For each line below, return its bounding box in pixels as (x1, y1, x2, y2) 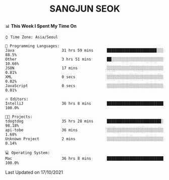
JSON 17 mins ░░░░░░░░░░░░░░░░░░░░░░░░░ (5, 66, 164, 71)
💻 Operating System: (5, 150, 50, 156)
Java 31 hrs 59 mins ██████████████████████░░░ (5, 48, 164, 53)
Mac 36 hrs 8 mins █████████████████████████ (5, 156, 164, 161)
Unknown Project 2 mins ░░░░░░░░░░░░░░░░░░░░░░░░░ (5, 137, 164, 142)
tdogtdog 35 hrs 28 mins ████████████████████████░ (5, 119, 164, 124)
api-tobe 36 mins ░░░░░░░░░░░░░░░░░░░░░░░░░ (5, 127, 164, 133)
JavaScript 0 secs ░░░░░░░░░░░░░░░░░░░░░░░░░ (5, 83, 164, 88)
